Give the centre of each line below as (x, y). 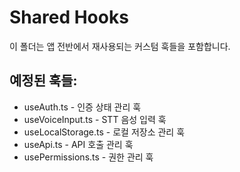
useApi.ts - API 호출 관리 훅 (78, 144)
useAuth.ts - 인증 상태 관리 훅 (82, 107)
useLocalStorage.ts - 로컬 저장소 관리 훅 (104, 132)
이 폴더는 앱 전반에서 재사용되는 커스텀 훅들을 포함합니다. (120, 46)
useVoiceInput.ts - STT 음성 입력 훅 (95, 119)
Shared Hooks (69, 17)
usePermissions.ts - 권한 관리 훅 (88, 157)
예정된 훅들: (43, 81)
